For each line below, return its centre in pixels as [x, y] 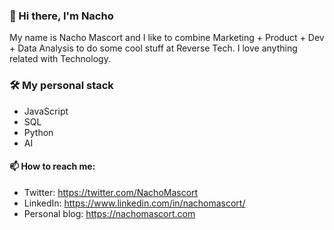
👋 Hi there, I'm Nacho [61, 16]
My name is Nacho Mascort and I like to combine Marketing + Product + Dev [167, 38]
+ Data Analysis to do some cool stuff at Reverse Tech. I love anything [153, 48]
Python [38, 132]
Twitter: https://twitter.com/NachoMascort [111, 192]
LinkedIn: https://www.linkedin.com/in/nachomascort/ [134, 203]
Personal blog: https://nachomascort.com [109, 213]
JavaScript [46, 111]
